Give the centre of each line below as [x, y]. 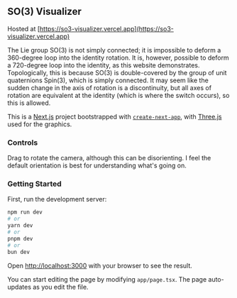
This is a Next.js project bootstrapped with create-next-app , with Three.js [115, 116]
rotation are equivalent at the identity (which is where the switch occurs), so [118, 95]
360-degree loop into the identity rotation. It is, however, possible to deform [118, 57]
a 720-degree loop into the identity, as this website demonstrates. [104, 65]
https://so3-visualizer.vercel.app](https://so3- [106, 28]
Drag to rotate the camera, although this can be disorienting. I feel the [109, 158]
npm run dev [25, 212]
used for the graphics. [40, 124]
